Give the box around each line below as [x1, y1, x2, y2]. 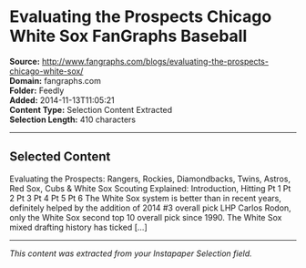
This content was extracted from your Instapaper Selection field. [9, 248, 252, 259]
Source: [9, 56, 41, 67]
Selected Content [9, 149, 111, 165]
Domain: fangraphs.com [9, 75, 102, 86]
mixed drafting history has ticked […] [9, 222, 148, 232]
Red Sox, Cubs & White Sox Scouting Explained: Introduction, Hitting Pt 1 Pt [9, 182, 291, 193]
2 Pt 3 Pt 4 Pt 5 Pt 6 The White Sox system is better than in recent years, [9, 192, 282, 203]
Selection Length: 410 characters [9, 114, 137, 125]
